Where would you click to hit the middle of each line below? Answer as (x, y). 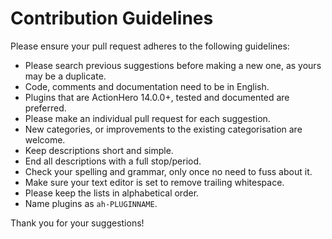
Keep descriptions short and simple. (99, 150)
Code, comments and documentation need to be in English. (147, 86)
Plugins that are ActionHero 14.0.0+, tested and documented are (157, 97)
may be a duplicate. (65, 76)
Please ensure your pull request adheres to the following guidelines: (150, 46)
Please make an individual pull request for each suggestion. (147, 118)
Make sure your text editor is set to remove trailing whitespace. (154, 182)
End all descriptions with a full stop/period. (113, 161)
